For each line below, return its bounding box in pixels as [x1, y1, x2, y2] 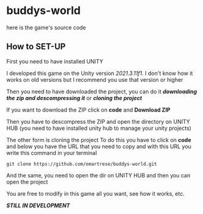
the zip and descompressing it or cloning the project [6, 94, 142, 101]
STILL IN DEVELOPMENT [6, 202, 70, 209]
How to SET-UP [6, 41, 66, 52]
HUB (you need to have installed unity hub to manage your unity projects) [6, 124, 191, 132]
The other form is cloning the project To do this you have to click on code [6, 136, 191, 143]
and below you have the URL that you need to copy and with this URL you [6, 143, 191, 150]
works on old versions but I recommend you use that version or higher [6, 76, 183, 83]
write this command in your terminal [6, 149, 97, 156]
